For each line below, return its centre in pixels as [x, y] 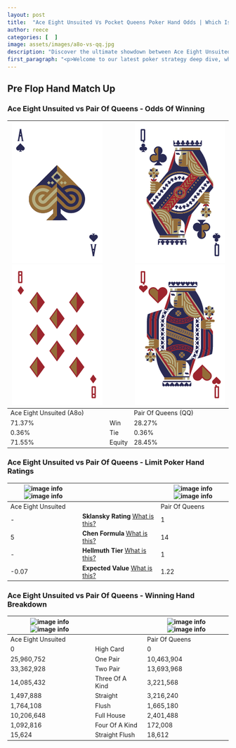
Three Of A [111, 678]
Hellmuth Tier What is [114, 551]
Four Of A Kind [116, 725]
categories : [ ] [33, 37]
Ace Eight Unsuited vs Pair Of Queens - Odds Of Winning [106, 109]
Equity [119, 443]
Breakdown [27, 604]
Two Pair [107, 668]
